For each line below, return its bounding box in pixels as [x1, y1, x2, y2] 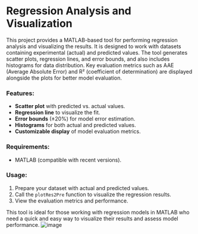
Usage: [6, 171, 28, 179]
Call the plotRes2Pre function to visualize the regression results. [14, 191, 171, 198]
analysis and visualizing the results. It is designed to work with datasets [6, 43, 181, 50]
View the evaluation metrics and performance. [14, 197, 129, 204]
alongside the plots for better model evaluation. [6, 74, 122, 81]
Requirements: [6, 143, 50, 151]
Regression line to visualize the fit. [14, 109, 100, 116]
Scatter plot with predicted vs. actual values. [14, 103, 125, 110]
